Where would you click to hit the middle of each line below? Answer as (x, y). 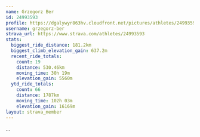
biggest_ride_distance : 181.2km (51, 45)
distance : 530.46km (41, 67)
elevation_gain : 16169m (46, 106)
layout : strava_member (34, 112)
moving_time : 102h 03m (44, 101)
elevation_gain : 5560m (44, 78)
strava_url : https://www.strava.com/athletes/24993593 (75, 34)
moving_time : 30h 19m (43, 73)
